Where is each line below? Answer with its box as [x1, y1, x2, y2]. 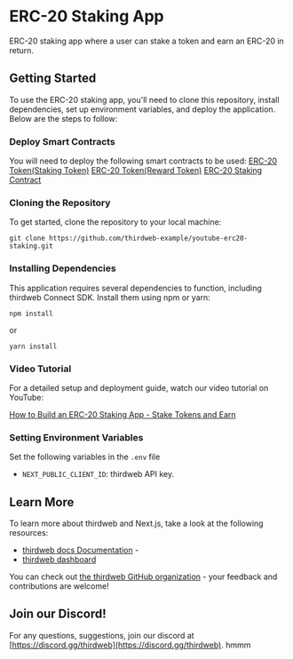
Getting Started [9, 71, 97, 86]
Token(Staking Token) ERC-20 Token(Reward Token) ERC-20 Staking [9, 165, 263, 176]
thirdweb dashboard [21, 554, 97, 565]
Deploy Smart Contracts [9, 135, 115, 147]
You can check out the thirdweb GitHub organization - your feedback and [9, 571, 278, 583]
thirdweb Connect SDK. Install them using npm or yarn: [9, 291, 210, 303]
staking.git [9, 242, 53, 250]
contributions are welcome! [9, 581, 109, 592]
